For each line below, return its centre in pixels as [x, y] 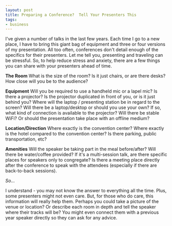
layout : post [19, 10]
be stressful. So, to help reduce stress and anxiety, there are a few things [83, 61]
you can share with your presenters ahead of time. [59, 66]
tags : [11, 19]
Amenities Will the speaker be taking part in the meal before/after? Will [81, 149]
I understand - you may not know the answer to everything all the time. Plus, [86, 191]
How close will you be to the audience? [47, 81]
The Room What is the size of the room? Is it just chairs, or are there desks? [85, 76]
